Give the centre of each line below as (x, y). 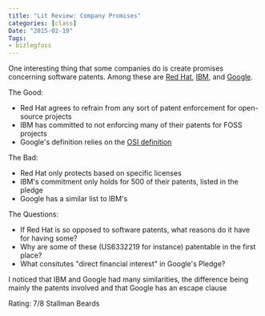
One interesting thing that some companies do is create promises (116, 68)
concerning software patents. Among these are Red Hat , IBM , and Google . (131, 77)
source (32, 116)
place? (31, 255)
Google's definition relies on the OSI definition (96, 142)
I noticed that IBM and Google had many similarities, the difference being (128, 280)
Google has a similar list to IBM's (74, 199)
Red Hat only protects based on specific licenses (100, 173)
